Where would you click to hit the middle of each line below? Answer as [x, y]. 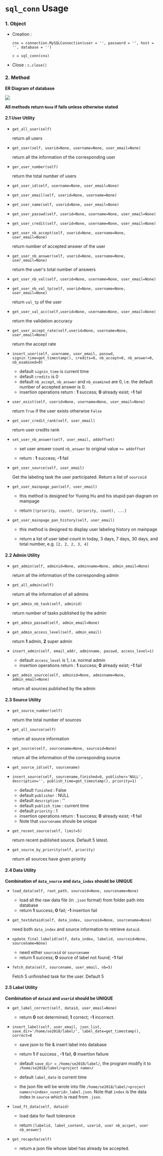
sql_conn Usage [37, 9]
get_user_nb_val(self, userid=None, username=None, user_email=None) [84, 279]
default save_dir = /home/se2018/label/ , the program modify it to [85, 1063]
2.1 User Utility [20, 118]
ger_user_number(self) [35, 167]
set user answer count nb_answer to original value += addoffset [82, 448]
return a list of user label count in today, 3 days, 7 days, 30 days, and [89, 539]
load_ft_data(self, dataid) [40, 1107]
